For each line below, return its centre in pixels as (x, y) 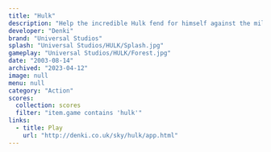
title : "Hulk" (32, 16)
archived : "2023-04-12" (48, 68)
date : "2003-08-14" (41, 61)
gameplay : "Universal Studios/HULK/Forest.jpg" (90, 53)
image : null (28, 76)
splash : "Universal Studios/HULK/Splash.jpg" (86, 46)
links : (19, 121)
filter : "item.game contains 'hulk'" (79, 113)
